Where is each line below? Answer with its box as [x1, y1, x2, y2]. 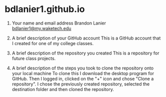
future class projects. [11, 55, 56, 61]
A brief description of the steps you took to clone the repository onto [11, 65, 154, 71]
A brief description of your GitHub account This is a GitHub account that [11, 35, 161, 41]
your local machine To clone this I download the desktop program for [11, 70, 154, 76]
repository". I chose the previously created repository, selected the [11, 81, 150, 87]
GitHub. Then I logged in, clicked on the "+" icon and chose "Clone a [11, 75, 154, 81]
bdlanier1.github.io [4, 3, 85, 15]
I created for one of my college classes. [11, 40, 93, 46]
